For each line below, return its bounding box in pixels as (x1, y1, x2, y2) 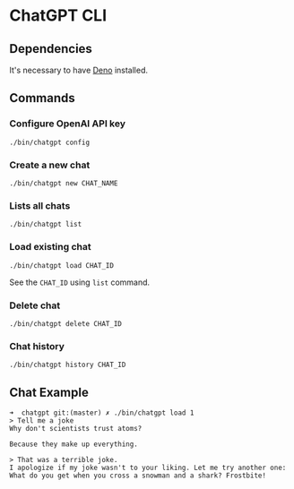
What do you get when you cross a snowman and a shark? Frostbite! (9, 471, 267, 480)
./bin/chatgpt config (9, 138, 91, 147)
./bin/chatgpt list (9, 220, 82, 229)
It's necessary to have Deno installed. (9, 64, 149, 75)
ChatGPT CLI (9, 5, 108, 26)
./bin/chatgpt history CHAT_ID (9, 360, 126, 370)
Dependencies (9, 41, 92, 56)
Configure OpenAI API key (9, 117, 126, 130)
